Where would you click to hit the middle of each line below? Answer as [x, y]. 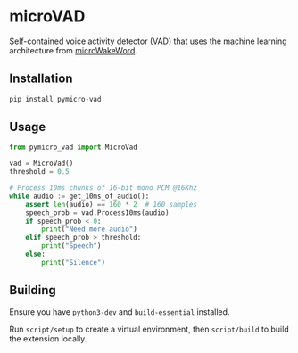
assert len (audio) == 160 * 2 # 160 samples [112, 204]
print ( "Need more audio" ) [90, 229]
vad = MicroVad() [41, 164]
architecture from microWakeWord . [74, 50]
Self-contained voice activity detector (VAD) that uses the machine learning [148, 41]
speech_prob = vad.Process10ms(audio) [97, 213]
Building [33, 290]
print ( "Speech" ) [71, 246]
